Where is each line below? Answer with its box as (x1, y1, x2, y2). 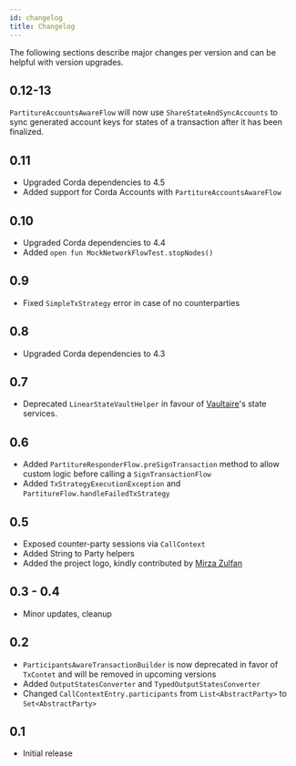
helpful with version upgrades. (9, 56, 124, 67)
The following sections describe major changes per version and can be (9, 46, 276, 57)
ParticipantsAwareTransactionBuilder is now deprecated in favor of (22, 659, 279, 669)
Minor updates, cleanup (22, 608, 112, 619)
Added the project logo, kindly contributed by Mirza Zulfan (22, 557, 243, 568)
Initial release (22, 748, 73, 759)
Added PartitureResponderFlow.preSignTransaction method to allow (22, 459, 280, 470)
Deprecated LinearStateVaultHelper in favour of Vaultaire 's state (22, 398, 267, 410)
